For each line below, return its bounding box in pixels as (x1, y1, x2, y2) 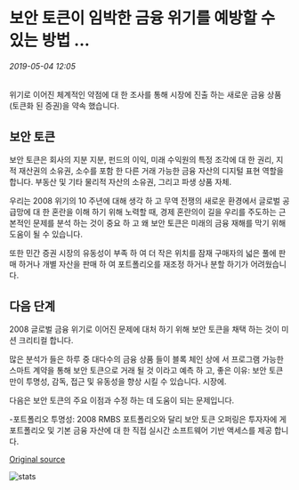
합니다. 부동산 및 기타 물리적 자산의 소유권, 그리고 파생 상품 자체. (9, 177, 232, 188)
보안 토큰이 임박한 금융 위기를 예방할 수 (9, 8, 276, 28)
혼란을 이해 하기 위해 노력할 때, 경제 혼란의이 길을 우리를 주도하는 (52, 206, 278, 218)
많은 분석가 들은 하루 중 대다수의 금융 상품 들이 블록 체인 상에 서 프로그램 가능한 (9, 354, 285, 365)
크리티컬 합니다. (18, 335, 74, 346)
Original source (9, 454, 66, 465)
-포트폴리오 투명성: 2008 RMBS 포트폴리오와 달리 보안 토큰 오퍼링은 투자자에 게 (9, 414, 287, 425)
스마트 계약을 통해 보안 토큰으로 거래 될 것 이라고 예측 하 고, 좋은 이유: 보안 (9, 365, 267, 376)
